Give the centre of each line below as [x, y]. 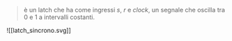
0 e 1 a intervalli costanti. [59, 17]
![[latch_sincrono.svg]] [39, 30]
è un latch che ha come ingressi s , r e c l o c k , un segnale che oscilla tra [124, 10]
